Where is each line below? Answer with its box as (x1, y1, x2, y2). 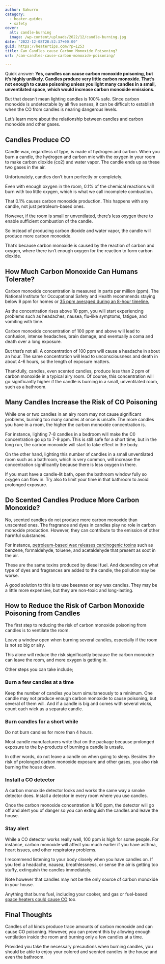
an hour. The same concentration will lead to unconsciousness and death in (5, 353, 158, 359)
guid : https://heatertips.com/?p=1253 (5, 44, 84, 49)
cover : (5, 26, 19, 31)
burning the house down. (5, 764, 56, 770)
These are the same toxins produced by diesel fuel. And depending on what (5, 562, 159, 568)
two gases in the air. (5, 165, 46, 170)
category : (5, 12, 26, 17)
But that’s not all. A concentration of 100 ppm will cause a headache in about (5, 348, 160, 354)
